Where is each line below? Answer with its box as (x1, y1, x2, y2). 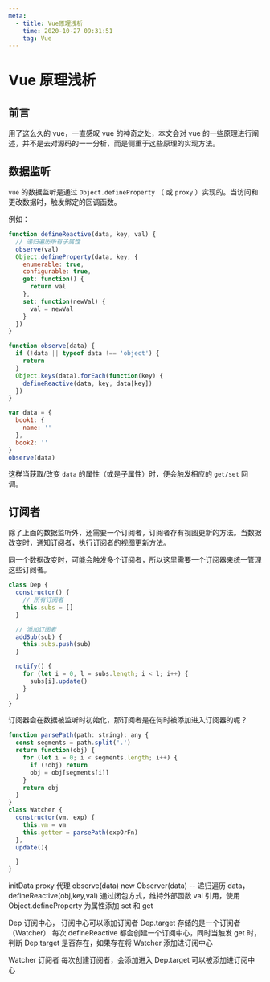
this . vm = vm (22, 820, 67, 829)
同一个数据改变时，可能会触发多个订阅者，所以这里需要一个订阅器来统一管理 (8, 555, 262, 565)
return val (29, 283, 67, 291)
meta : (8, 11, 27, 20)
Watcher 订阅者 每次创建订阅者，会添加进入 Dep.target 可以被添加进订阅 (8, 955, 248, 965)
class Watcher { (8, 806, 63, 814)
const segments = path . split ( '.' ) (15, 739, 131, 747)
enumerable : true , (22, 260, 84, 268)
